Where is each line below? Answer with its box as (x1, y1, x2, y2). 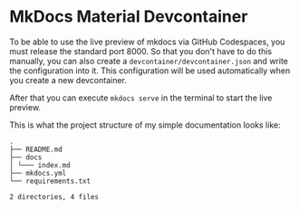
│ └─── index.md (9, 160, 71, 169)
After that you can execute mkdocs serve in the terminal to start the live (9, 92, 273, 103)
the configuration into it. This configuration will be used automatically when (9, 65, 291, 76)
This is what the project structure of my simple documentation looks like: (9, 119, 281, 130)
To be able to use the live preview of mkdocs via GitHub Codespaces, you (9, 36, 285, 47)
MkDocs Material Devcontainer (9, 6, 248, 27)
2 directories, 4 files (9, 192, 100, 201)
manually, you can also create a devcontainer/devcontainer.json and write (9, 55, 288, 66)
